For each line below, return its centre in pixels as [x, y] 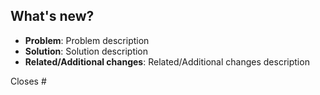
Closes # [28, 81]
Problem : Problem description [87, 40]
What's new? [52, 16]
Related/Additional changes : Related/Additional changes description [167, 61]
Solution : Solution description [86, 51]
